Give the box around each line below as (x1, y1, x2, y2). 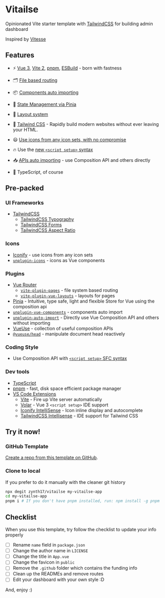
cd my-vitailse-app (5, 494, 47, 499)
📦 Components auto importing (12, 89, 79, 96)
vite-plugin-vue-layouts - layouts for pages (20, 293, 115, 299)
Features (5, 51, 34, 60)
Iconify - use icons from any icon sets (12, 252, 94, 258)
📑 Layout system (12, 111, 48, 117)
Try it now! (5, 427, 41, 436)
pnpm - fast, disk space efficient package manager (12, 385, 122, 391)
